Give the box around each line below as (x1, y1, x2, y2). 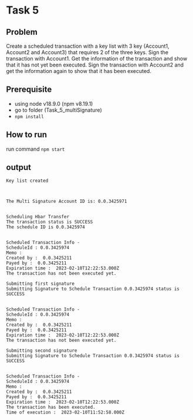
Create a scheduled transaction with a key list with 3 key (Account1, (6, 42, 170, 49)
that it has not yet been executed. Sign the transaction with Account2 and (6, 61, 184, 68)
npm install (14, 114, 44, 119)
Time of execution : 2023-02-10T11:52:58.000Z (6, 409, 125, 415)
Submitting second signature (6, 348, 77, 354)
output (6, 162, 31, 172)
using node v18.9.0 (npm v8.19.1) (14, 100, 93, 107)
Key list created (6, 178, 49, 184)
